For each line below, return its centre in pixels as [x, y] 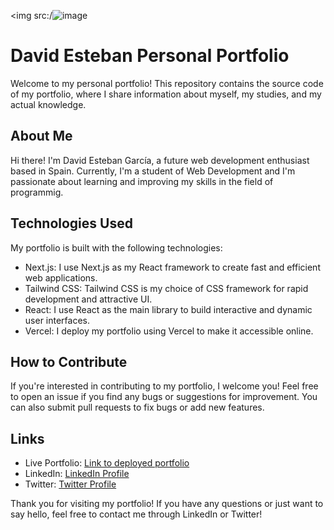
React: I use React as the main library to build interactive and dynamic [168, 309]
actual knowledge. [48, 104]
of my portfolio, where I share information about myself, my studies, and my [166, 94]
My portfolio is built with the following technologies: [116, 247]
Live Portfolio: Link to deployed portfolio [107, 463]
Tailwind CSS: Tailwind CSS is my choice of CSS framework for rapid [166, 288]
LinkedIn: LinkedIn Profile [77, 474]
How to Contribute [69, 361]
